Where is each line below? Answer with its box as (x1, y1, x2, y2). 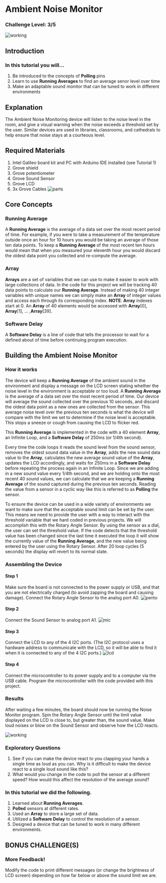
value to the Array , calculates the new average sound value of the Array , (5, 455, 155, 461)
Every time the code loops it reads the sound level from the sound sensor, (5, 444, 156, 450)
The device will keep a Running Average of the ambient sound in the (5, 377, 146, 383)
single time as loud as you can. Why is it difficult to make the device (12, 761, 151, 767)
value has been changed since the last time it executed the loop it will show (5, 532, 160, 538)
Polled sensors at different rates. (12, 806, 80, 812)
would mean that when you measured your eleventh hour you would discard (5, 247, 161, 253)
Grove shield (12, 165, 39, 171)
